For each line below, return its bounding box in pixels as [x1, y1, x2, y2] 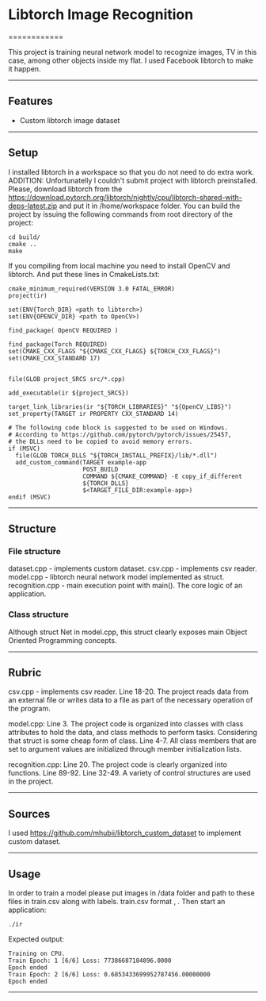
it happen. [8, 64, 41, 73]
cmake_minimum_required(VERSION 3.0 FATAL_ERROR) [8, 284, 176, 293]
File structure [8, 545, 61, 556]
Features [8, 94, 53, 108]
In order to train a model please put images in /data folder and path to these [8, 887, 255, 898]
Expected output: [8, 934, 65, 944]
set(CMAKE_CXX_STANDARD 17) [8, 354, 101, 362]
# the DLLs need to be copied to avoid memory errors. [8, 437, 193, 445]
